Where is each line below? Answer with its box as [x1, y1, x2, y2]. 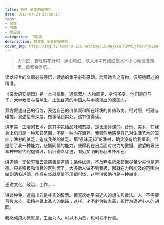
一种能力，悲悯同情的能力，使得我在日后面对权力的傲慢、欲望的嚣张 [21, 142, 159, 148]
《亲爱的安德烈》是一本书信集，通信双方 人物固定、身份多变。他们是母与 [5, 91, 152, 97]
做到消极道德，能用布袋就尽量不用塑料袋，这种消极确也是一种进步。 [5, 171, 142, 177]
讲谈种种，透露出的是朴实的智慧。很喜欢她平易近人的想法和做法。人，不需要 [5, 192, 159, 198]
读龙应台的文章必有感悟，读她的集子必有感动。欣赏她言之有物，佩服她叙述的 [5, 74, 159, 80]
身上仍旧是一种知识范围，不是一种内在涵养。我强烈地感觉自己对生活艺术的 [5, 130, 155, 136]
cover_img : [5, 44, 27, 49]
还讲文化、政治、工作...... [5, 181, 56, 187]
